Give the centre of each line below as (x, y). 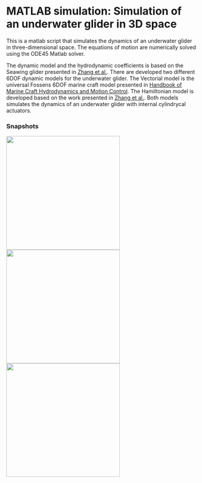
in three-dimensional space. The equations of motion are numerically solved (101, 47)
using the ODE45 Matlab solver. (46, 53)
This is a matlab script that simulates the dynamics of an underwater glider (99, 41)
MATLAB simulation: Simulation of (94, 11)
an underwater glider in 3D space (92, 24)
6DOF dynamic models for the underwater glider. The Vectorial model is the (100, 78)
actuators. (19, 110)
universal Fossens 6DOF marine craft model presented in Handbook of (94, 85)
